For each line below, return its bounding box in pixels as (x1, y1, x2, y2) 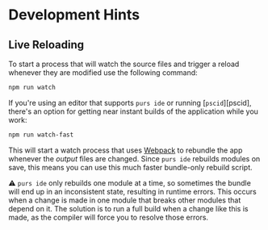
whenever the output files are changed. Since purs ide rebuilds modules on (8, 153, 261, 163)
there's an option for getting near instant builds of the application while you (8, 107, 258, 116)
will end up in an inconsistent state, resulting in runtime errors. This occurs (8, 186, 257, 196)
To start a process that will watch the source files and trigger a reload (8, 59, 240, 69)
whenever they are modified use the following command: (8, 68, 198, 77)
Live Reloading (8, 38, 85, 52)
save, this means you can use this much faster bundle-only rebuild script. (8, 162, 253, 172)
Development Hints (8, 6, 140, 24)
